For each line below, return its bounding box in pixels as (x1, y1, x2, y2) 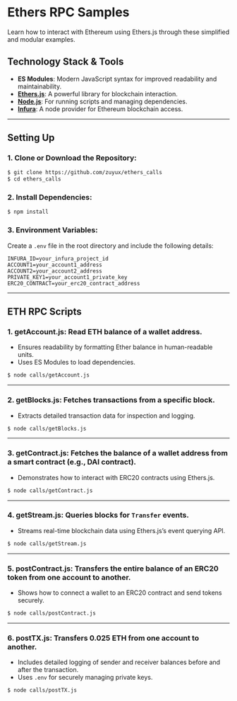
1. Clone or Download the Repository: (7, 153, 138, 163)
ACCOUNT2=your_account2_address (7, 267, 102, 275)
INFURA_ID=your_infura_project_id (7, 255, 109, 262)
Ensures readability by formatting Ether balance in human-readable (17, 343, 213, 351)
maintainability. (17, 82, 62, 91)
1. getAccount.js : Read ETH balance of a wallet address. (7, 326, 202, 336)
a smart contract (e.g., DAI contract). (7, 457, 136, 467)
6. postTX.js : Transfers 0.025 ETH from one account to (7, 633, 200, 643)
